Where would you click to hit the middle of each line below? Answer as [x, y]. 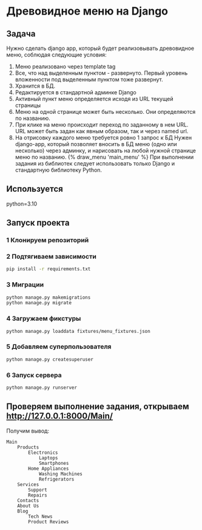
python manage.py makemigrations [49, 297]
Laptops [49, 458]
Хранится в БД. [35, 86]
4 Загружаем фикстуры [44, 319]
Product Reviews [49, 521]
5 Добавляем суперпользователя [59, 347]
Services [28, 484]
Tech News [40, 516]
